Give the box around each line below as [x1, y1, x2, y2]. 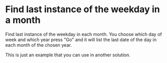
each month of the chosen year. [5, 42, 72, 48]
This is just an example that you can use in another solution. [5, 52, 130, 58]
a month [5, 14, 41, 26]
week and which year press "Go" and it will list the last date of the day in [5, 37, 157, 43]
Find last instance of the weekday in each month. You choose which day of [5, 31, 162, 37]
